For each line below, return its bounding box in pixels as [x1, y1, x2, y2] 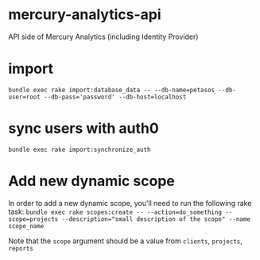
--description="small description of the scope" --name [61, 215, 250, 223]
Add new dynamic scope [8, 173, 175, 190]
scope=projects [8, 215, 59, 223]
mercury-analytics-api [8, 6, 161, 24]
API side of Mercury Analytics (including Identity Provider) [8, 32, 199, 41]
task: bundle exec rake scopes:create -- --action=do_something [8, 207, 223, 216]
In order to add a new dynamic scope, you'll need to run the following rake [8, 198, 252, 208]
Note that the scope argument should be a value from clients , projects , [8, 236, 243, 246]
